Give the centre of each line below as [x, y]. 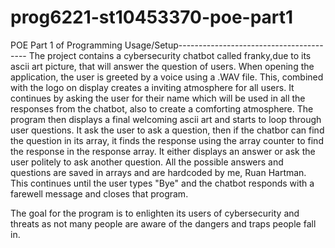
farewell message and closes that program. [99, 193]
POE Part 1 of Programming [66, 45]
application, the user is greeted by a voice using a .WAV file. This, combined [167, 77]
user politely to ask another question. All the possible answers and [147, 162]
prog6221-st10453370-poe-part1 [152, 17]
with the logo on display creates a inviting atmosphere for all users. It [152, 87]
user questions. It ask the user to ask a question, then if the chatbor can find [167, 130]
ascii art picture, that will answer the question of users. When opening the [162, 66]
